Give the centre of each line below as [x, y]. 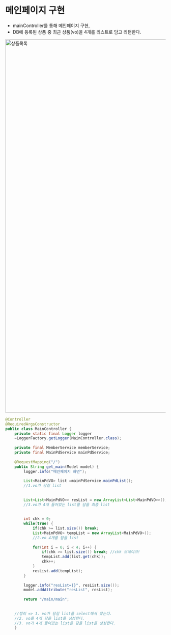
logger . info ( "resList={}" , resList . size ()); [72, 585]
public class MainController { [38, 429]
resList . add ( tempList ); [58, 571]
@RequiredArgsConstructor [33, 424]
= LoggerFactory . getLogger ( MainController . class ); [68, 438]
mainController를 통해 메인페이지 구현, [51, 25]
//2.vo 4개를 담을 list [55, 538]
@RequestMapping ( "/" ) [37, 462]
